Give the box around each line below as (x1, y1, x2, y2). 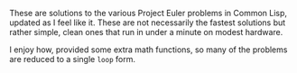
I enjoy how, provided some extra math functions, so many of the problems (9, 44, 288, 55)
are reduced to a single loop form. (9, 54, 135, 64)
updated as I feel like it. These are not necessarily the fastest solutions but (9, 17, 286, 28)
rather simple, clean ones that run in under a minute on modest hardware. (9, 27, 283, 37)
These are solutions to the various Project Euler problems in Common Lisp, (9, 8, 287, 18)
